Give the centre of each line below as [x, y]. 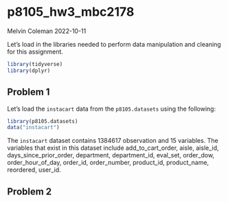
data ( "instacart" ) [33, 128]
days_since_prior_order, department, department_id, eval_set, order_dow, [111, 155]
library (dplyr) [29, 70]
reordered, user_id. [34, 170]
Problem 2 [30, 191]
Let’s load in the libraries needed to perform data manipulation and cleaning [114, 44]
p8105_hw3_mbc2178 [71, 12]
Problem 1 [28, 92]
